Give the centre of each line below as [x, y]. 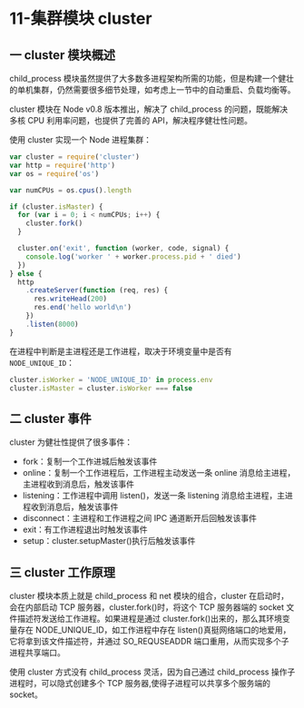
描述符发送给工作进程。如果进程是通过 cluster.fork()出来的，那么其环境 [150, 619]
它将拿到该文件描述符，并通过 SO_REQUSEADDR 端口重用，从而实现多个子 [149, 641]
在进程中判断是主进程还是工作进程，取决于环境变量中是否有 [121, 351]
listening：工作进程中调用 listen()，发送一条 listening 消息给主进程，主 [154, 496]
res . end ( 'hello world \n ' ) [82, 308]
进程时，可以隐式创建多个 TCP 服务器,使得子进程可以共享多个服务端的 [140, 683]
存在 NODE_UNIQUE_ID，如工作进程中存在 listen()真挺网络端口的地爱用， [154, 630]
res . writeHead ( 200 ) [70, 299]
